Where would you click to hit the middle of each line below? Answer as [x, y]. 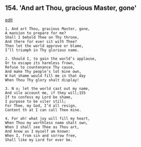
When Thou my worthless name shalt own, [47, 123]
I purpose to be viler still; [36, 101]
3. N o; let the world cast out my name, [48, 88]
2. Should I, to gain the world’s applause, [51, 59]
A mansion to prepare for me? [36, 33]
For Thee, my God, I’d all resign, [41, 105]
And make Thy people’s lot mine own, [43, 71]
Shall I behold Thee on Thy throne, [42, 37]
